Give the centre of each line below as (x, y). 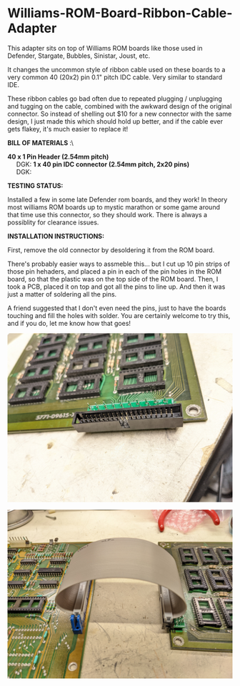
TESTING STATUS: (35, 185)
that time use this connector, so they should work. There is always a (107, 214)
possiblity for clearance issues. (53, 222)
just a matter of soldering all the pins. (62, 294)
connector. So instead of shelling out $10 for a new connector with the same (120, 114)
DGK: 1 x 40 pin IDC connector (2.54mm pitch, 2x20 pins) (103, 164)
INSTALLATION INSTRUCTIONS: (56, 236)
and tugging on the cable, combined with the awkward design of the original (120, 106)
